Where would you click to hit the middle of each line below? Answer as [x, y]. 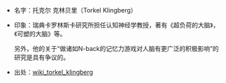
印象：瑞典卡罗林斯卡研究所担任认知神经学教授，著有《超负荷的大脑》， [116, 25]
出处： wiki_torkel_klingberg [53, 72]
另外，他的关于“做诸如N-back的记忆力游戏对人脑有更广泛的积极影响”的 [116, 48]
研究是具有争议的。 [42, 57]
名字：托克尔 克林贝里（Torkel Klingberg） [75, 10]
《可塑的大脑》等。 [40, 34]
